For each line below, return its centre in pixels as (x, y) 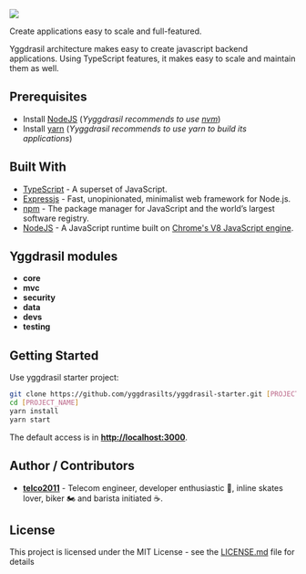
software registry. (56, 218)
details (22, 562)
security (39, 297)
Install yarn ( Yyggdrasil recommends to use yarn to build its (135, 129)
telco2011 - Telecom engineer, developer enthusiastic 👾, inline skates (153, 487)
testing (36, 327)
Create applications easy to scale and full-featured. (106, 31)
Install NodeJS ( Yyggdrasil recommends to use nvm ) (122, 119)
